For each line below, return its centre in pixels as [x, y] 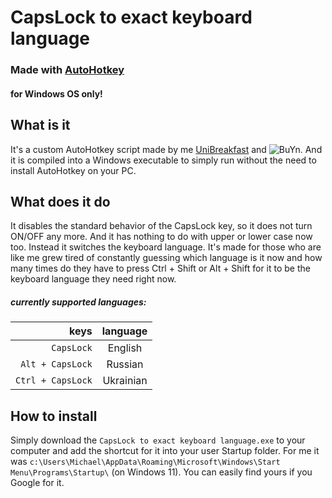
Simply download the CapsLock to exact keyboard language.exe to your [158, 440]
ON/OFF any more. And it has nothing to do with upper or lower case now [161, 237]
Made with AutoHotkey [67, 70]
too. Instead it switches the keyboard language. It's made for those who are [166, 247]
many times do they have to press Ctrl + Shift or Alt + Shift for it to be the [160, 268]
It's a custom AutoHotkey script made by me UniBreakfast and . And [166, 149]
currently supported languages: [78, 302]
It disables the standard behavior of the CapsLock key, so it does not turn [161, 226]
